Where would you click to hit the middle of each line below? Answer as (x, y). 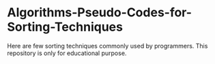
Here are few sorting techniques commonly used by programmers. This (107, 46)
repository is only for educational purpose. (67, 53)
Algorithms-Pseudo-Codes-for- (100, 13)
